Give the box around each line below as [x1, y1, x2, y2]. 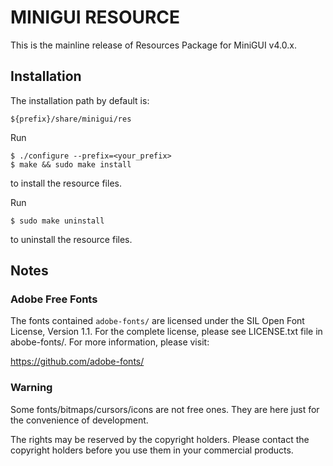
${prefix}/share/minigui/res [10, 114, 132, 124]
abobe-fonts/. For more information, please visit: [10, 336, 210, 348]
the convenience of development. [10, 414, 149, 426]
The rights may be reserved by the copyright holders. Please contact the [10, 433, 310, 445]
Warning [10, 381, 53, 395]
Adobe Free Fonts [10, 292, 98, 306]
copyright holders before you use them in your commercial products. [10, 444, 294, 456]
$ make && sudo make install [10, 159, 132, 170]
